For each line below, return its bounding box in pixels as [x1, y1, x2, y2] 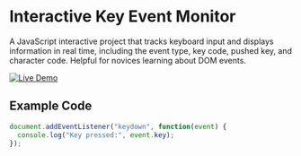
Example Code [9, 99, 93, 114]
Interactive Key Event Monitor [9, 6, 236, 27]
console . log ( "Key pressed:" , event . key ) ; [17, 130, 175, 140]
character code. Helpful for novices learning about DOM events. [9, 55, 247, 65]
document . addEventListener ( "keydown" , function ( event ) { [9, 122, 227, 131]
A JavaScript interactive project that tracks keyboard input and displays [9, 36, 274, 47]
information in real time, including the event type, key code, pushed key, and [9, 45, 292, 56]
